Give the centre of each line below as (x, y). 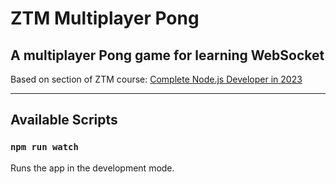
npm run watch (44, 147)
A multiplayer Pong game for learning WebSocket (167, 55)
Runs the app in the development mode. (92, 168)
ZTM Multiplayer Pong (105, 18)
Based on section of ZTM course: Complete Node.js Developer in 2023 (156, 79)
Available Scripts (64, 120)
